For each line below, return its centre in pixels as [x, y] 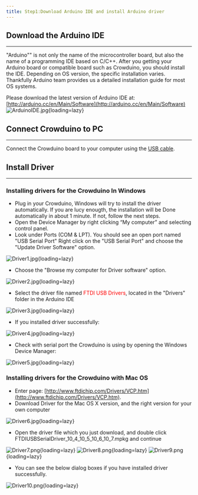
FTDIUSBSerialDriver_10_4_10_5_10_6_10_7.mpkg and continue [88, 438]
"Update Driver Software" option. [55, 247]
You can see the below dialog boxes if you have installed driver [91, 468]
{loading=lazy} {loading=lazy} [93, 450]
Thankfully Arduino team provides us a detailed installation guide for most [96, 80]
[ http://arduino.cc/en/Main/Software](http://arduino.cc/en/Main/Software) [96, 104]
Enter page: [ [30, 391]
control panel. [32, 229]
